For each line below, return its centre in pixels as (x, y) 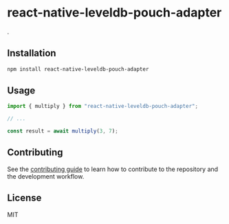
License (24, 198)
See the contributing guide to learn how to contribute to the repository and (113, 169)
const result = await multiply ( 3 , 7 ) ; (63, 131)
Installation (32, 53)
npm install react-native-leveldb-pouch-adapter (78, 69)
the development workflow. (46, 176)
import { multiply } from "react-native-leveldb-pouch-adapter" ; (102, 107)
